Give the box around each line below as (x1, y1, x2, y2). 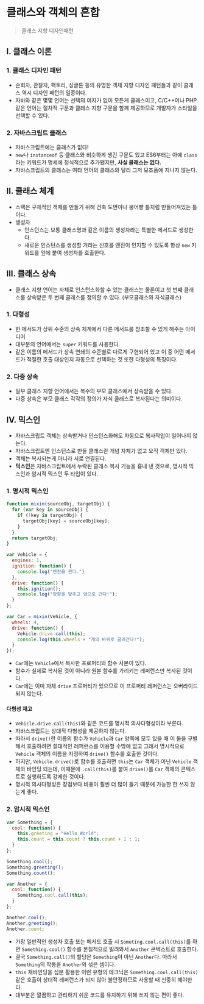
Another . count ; (6, 926, 45, 932)
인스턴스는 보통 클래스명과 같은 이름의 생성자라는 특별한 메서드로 (24, 226, 178, 233)
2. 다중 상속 (6, 372, 38, 381)
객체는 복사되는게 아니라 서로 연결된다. (15, 455, 107, 462)
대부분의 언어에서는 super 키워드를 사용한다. (15, 340, 121, 347)
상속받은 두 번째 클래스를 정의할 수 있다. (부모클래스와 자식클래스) (26, 293, 181, 301)
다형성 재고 (6, 705, 32, 712)
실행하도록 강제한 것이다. (26, 773, 86, 780)
